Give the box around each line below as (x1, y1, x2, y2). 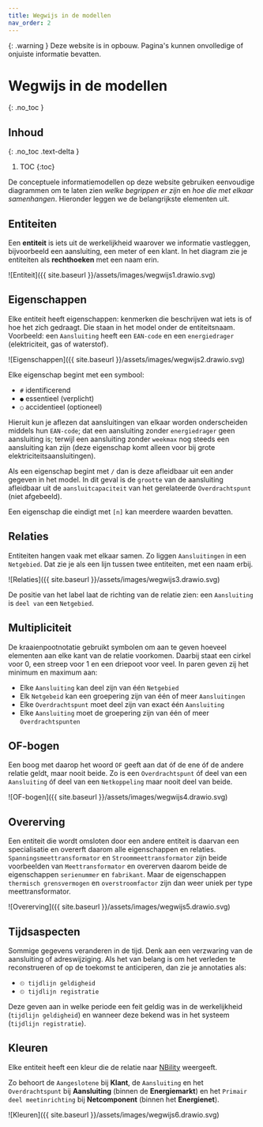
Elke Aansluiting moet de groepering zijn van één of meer (19, 708, 209, 717)
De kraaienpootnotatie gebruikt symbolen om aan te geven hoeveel (8, 642, 227, 652)
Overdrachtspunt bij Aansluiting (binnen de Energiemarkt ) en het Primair (8, 1086, 247, 1095)
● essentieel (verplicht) (19, 393, 95, 403)
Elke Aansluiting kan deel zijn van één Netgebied (19, 683, 179, 692)
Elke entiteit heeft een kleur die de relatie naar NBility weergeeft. (8, 1062, 218, 1072)
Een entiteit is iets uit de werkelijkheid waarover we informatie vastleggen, (8, 238, 251, 248)
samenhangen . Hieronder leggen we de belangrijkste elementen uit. (8, 195, 230, 204)
